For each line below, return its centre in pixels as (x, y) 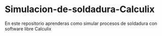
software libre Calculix (28, 28)
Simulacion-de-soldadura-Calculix (80, 9)
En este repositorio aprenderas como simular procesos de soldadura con (81, 23)
